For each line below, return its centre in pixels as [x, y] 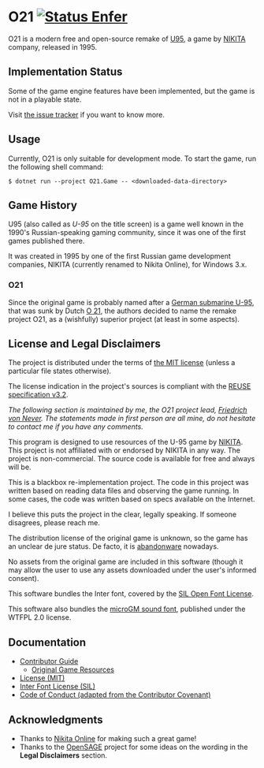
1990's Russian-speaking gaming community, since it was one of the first [127, 233]
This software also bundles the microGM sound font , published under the [127, 609]
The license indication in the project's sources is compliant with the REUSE [130, 386]
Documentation [47, 642]
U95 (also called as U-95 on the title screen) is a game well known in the [126, 224]
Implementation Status [65, 72]
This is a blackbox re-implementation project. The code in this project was [129, 483]
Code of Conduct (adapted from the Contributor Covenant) [115, 695]
